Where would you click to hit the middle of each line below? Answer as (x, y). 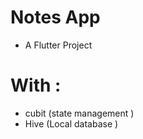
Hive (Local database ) (71, 123)
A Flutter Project (58, 45)
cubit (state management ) (79, 113)
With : (36, 85)
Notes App (55, 17)
